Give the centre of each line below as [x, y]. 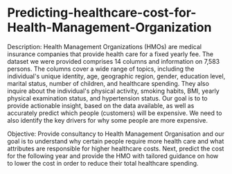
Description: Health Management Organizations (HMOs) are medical [105, 46]
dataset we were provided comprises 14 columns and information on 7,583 [114, 61]
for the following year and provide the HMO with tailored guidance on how [113, 156]
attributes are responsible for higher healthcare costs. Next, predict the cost [116, 148]
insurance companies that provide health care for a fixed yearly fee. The [110, 54]
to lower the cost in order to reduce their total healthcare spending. [103, 163]
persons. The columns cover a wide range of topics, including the [101, 69]
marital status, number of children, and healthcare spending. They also [108, 83]
